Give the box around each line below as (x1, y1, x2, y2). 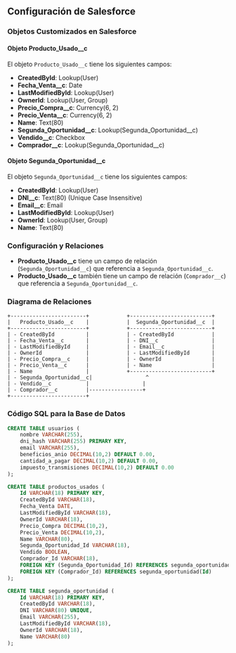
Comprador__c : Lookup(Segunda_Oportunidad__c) (17, 141, 165, 149)
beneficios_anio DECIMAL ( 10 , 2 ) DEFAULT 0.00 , (20, 451, 156, 458)
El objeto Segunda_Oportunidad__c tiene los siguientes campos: (7, 172, 188, 181)
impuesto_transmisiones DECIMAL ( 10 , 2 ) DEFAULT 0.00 (20, 464, 174, 471)
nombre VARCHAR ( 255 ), (20, 432, 83, 439)
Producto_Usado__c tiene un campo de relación (17, 257, 157, 266)
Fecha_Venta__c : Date (17, 81, 83, 89)
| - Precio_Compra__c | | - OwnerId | (7, 356, 216, 363)
